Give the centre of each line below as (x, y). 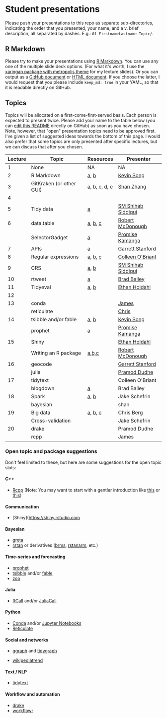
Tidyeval (41, 287)
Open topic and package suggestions (51, 451)
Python (13, 612)
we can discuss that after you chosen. (44, 146)
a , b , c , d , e (100, 186)
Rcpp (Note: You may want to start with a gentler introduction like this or (86, 490)
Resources (100, 159)
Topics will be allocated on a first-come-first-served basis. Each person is (81, 115)
